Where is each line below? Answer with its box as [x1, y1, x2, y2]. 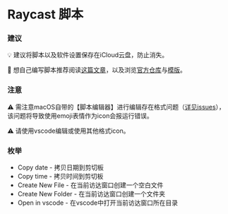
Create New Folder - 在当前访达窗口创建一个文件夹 [17, 190, 166, 198]
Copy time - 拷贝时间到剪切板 [17, 172, 104, 181]
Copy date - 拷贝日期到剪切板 [17, 163, 104, 172]
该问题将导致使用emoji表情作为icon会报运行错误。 [7, 111, 153, 120]
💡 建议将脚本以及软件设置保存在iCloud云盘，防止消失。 [7, 51, 168, 59]
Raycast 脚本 [7, 6, 83, 23]
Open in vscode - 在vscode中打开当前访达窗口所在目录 [17, 198, 179, 207]
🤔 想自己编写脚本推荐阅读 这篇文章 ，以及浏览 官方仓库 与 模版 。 [7, 66, 187, 74]
